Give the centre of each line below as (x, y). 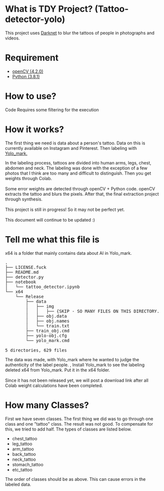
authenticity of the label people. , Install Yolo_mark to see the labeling (75, 365)
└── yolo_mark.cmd (48, 340)
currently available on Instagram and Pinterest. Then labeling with (71, 148)
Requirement (32, 58)
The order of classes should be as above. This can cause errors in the (75, 479)
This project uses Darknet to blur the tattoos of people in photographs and (80, 33)
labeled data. (18, 484)
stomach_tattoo (28, 464)
